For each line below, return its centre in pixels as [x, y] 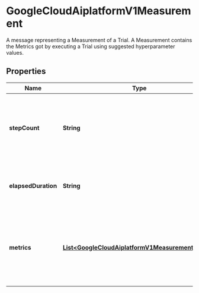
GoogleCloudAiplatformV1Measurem [99, 11]
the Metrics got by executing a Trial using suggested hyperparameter [91, 46]
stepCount [24, 128]
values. [15, 52]
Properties [26, 72]
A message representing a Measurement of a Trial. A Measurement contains [99, 40]
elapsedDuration [33, 185]
